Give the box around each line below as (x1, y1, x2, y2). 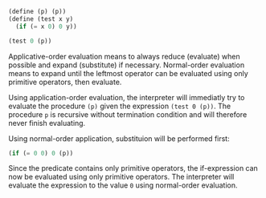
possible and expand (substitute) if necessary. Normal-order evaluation (8, 60, 245, 70)
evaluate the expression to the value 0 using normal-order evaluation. (8, 180, 238, 190)
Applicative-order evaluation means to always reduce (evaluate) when (8, 51, 240, 61)
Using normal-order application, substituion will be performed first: (8, 133, 231, 143)
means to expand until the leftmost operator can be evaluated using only (8, 68, 249, 78)
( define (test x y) (8, 14, 74, 23)
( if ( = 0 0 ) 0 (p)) (8, 149, 74, 157)
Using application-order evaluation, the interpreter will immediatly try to (8, 92, 245, 102)
